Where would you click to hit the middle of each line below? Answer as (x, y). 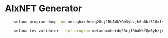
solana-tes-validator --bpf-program (52, 31)
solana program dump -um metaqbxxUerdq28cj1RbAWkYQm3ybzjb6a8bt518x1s (89, 22)
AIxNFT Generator (44, 9)
